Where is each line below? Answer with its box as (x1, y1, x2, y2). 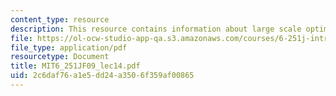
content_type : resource (10, 14, 110, 25)
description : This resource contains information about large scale (10, 24, 302, 34)
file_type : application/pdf (10, 42, 128, 53)
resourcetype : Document (10, 52, 110, 62)
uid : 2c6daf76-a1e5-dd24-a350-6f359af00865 (10, 71, 195, 81)
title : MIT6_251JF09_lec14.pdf (10, 61, 141, 71)
